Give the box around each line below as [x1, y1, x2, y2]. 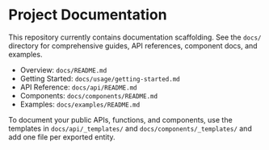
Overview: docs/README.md [19, 65, 107, 74]
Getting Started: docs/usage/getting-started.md [19, 73, 180, 83]
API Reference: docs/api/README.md [19, 82, 137, 92]
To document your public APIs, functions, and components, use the [8, 115, 233, 124]
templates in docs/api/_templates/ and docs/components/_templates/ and [8, 123, 252, 133]
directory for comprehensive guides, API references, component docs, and [8, 40, 258, 50]
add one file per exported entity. [8, 131, 116, 142]
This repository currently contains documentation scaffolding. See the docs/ [8, 32, 262, 42]
